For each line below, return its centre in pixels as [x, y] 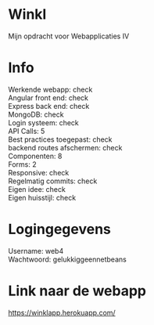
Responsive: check [39, 172]
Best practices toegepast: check [60, 139]
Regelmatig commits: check [53, 181]
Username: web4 [36, 251]
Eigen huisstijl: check [42, 197]
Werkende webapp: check [50, 89]
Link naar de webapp [77, 291]
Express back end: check [49, 106]
